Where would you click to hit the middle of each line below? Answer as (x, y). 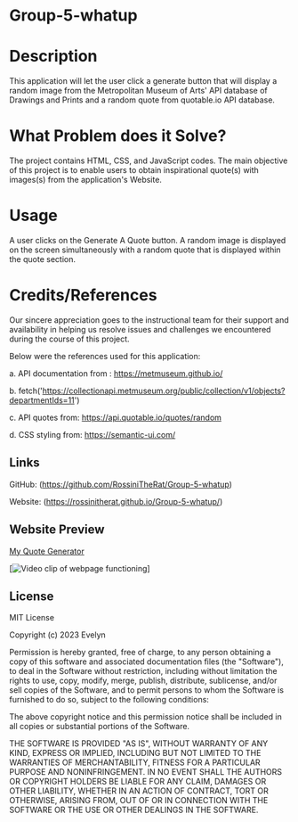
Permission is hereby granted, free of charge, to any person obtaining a (140, 653)
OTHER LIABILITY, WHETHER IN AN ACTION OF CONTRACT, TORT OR (139, 791)
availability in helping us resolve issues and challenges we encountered (140, 329)
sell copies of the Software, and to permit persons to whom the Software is (147, 690)
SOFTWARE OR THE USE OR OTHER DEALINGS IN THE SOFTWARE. (134, 810)
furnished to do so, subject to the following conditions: (109, 700)
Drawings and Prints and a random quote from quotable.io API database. (142, 100)
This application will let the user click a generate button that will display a (143, 81)
